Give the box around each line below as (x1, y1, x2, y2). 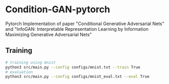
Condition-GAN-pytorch (5, 4, 110, 15)
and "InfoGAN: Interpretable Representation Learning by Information (5, 26, 149, 32)
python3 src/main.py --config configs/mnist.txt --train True (5, 65, 140, 70)
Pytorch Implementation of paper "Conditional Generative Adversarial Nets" (5, 20, 164, 27)
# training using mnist (5, 60, 56, 65)
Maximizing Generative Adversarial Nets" (5, 31, 92, 37)
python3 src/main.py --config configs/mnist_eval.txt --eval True (5, 74, 150, 79)
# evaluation (5, 69, 33, 75)
